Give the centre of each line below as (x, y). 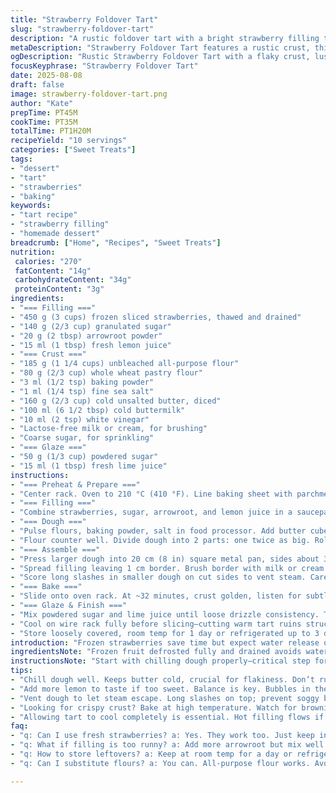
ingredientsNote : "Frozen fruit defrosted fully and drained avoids (156, 652)
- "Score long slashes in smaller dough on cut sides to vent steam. (158, 577)
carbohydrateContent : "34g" (73, 280)
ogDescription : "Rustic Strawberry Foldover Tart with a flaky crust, (160, 57)
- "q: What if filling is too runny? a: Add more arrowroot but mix (156, 745)
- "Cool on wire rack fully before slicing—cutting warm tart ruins (156, 624)
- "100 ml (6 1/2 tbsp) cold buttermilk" (98, 410)
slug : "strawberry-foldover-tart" (82, 29)
